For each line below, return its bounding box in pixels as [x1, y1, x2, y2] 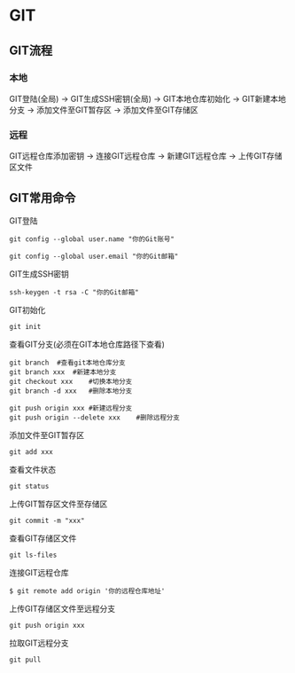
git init [9, 322, 42, 331]
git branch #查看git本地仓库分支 [9, 358, 126, 367]
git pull [9, 655, 42, 664]
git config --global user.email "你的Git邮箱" [9, 252, 179, 261]
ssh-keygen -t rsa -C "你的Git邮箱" [9, 287, 139, 297]
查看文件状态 [9, 464, 56, 474]
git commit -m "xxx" [9, 516, 86, 525]
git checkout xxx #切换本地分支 [9, 377, 133, 386]
